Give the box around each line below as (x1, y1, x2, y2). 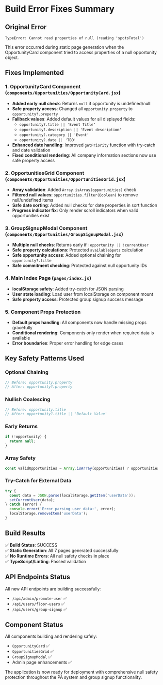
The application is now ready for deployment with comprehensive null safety (5, 669, 158, 675)
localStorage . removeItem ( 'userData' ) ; (9, 511, 88, 516)
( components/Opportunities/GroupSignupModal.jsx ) (5, 230, 124, 237)
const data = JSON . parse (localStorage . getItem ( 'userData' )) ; (9, 493, 136, 498)
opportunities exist (12, 212, 50, 218)
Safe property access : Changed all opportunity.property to (12, 106, 133, 112)
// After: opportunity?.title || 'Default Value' (5, 412, 108, 417)
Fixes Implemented (5, 69, 64, 77)
